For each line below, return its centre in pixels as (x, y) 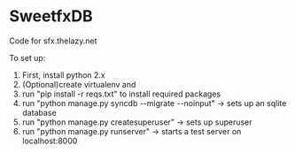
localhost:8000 (50, 141)
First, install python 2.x (63, 75)
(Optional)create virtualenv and (79, 84)
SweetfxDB (51, 16)
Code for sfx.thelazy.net (53, 41)
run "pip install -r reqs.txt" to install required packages (121, 94)
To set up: (27, 57)
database (39, 112)
